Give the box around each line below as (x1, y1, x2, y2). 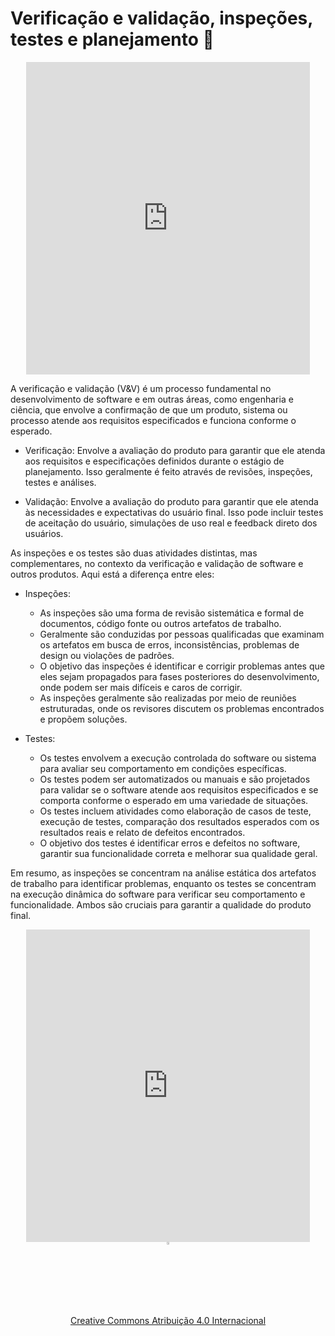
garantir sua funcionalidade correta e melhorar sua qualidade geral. (39, 847, 318, 859)
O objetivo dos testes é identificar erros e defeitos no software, (39, 837, 301, 849)
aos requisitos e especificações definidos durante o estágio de (24, 455, 285, 467)
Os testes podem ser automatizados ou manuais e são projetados (39, 773, 311, 785)
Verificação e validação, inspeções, (10, 7, 313, 30)
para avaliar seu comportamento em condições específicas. (39, 762, 287, 774)
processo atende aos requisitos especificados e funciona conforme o (10, 414, 297, 426)
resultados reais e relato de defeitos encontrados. (39, 826, 246, 838)
